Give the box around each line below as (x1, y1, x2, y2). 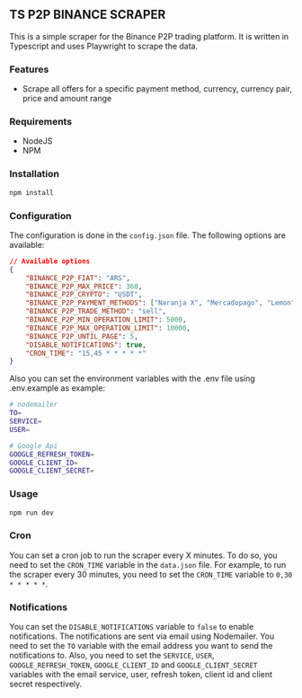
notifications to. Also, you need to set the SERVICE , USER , (9, 650, 215, 661)
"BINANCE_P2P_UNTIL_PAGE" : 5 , (25, 331, 139, 340)
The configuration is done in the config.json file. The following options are (9, 229, 286, 241)
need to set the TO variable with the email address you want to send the (9, 641, 273, 651)
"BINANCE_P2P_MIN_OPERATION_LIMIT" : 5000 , (25, 315, 187, 324)
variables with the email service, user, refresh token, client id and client (9, 669, 272, 680)
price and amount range (22, 93, 112, 104)
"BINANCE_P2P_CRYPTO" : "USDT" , (25, 290, 143, 299)
